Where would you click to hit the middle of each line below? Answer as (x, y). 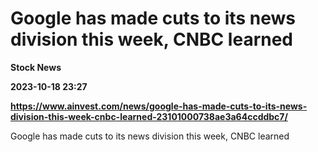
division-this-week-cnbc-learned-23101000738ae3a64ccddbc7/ (149, 116)
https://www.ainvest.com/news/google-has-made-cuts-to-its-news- (159, 106)
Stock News (36, 67)
